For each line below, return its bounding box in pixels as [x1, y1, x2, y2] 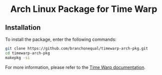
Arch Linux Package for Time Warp [10, 3, 158, 15]
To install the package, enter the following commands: [5, 36, 117, 42]
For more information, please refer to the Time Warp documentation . [5, 64, 146, 70]
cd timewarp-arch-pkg [5, 51, 50, 56]
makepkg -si [5, 55, 30, 60]
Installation [5, 23, 41, 32]
